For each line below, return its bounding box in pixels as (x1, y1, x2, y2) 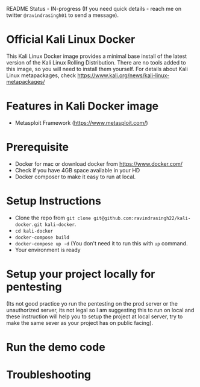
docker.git (14, 221, 43, 228)
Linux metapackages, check (6, 72, 77, 79)
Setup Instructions (6, 194, 101, 207)
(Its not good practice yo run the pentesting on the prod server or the (6, 300, 178, 307)
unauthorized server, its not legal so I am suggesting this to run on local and (6, 306, 195, 313)
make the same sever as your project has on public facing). (6, 319, 154, 326)
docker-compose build (14, 234, 69, 241)
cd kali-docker (14, 228, 54, 234)
